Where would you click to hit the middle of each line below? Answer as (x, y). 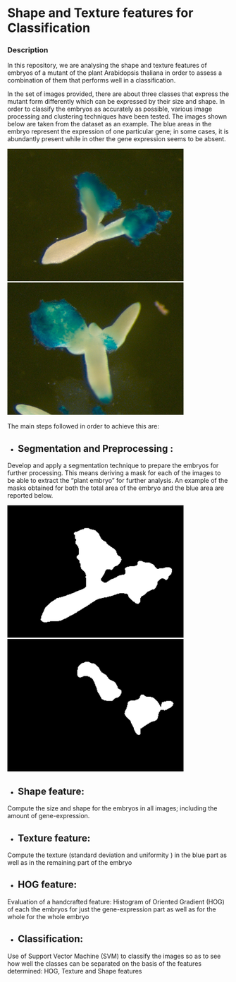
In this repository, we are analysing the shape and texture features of (107, 66)
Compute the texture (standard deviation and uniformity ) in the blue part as (117, 855)
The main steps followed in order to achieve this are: (83, 426)
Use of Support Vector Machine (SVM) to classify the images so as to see (114, 956)
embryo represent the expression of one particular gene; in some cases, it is (118, 131)
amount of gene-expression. (49, 816)
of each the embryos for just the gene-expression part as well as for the (112, 909)
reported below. (30, 496)
